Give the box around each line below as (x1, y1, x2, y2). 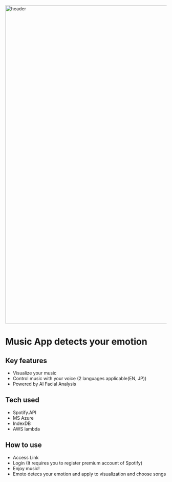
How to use (5, 441, 42, 450)
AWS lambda (12, 425, 40, 432)
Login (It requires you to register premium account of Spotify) (12, 460, 143, 466)
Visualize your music (12, 370, 57, 376)
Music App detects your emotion (5, 336, 147, 348)
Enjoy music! (12, 465, 40, 471)
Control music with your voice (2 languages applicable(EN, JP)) (12, 376, 147, 381)
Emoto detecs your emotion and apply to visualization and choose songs (12, 471, 166, 477)
